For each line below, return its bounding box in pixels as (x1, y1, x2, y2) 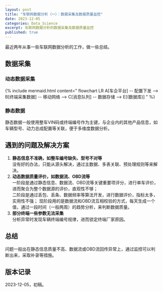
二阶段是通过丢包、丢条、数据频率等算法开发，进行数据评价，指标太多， (12, 192, 158, 197)
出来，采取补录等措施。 (9, 252, 57, 258)
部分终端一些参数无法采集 (12, 210, 64, 216)
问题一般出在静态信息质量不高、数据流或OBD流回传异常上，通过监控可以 (5, 246, 151, 252)
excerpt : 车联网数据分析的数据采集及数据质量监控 (5, 25, 94, 30)
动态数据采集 (5, 75, 36, 82)
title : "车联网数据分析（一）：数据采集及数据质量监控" (5, 12, 103, 17)
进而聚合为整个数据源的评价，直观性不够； (12, 186, 98, 192)
